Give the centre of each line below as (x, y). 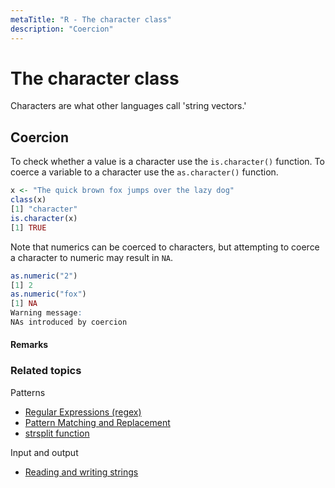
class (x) (28, 200)
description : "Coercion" (62, 29)
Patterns (28, 392)
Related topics (46, 371)
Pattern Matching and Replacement (97, 422)
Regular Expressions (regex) (83, 412)
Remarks (29, 345)
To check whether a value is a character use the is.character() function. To (167, 162)
